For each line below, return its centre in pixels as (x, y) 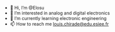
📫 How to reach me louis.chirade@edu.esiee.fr (60, 24)
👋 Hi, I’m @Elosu (27, 8)
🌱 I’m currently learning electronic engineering (58, 18)
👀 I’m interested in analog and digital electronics (60, 13)
